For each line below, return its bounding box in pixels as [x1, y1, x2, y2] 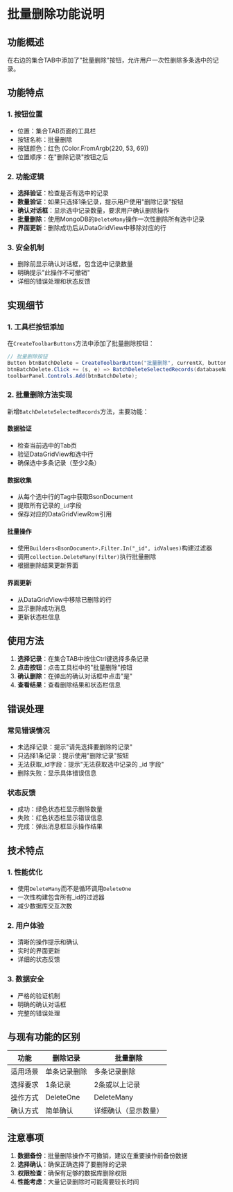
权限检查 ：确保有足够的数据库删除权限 [17, 1169, 127, 1177]
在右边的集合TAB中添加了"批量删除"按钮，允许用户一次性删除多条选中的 [7, 56, 213, 64]
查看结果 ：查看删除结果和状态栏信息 [17, 680, 121, 689]
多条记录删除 [94, 1067, 137, 1077]
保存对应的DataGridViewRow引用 [17, 510, 112, 519]
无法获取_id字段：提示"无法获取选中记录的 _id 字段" [17, 760, 164, 769]
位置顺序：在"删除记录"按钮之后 [17, 152, 109, 161]
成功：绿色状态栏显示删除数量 [17, 805, 103, 813]
